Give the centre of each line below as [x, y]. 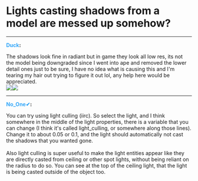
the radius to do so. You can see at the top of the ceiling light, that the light [97, 165]
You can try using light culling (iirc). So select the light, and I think [85, 115]
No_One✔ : [19, 104]
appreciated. [22, 81]
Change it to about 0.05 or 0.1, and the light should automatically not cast [95, 134]
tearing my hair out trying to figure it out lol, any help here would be [88, 75]
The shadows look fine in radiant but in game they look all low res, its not [95, 56]
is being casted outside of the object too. [56, 172]
